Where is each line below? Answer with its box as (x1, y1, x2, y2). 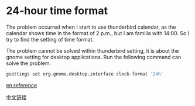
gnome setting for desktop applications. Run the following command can (6, 53, 182, 60)
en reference (6, 81, 37, 88)
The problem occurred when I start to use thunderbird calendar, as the (6, 23, 176, 30)
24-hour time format (6, 4, 108, 18)
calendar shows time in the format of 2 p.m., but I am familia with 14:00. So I (6, 29, 190, 36)
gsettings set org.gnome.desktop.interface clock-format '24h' (6, 71, 164, 77)
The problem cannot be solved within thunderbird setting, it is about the (6, 47, 180, 54)
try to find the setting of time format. (6, 36, 94, 43)
